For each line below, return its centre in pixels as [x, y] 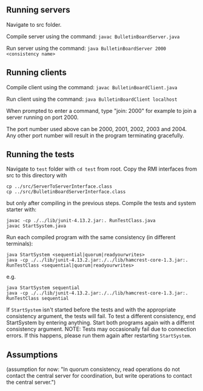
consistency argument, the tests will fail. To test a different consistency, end [101, 316]
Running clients [36, 73]
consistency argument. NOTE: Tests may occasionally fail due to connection [101, 329]
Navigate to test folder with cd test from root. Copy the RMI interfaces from [102, 169]
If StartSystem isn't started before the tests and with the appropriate [91, 310]
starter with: [21, 209]
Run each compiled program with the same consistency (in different [91, 237]
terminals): [20, 244]
